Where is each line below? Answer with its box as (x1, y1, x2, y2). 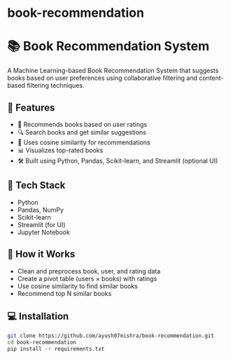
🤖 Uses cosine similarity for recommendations (17, 138, 150, 147)
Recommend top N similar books (17, 289, 112, 297)
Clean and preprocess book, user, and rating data (17, 266, 161, 275)
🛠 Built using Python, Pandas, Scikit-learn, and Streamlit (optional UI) (17, 156, 218, 165)
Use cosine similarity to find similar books (17, 282, 138, 290)
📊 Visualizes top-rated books (17, 146, 104, 154)
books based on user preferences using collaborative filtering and (7, 74, 198, 82)
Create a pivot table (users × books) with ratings (17, 274, 157, 283)
